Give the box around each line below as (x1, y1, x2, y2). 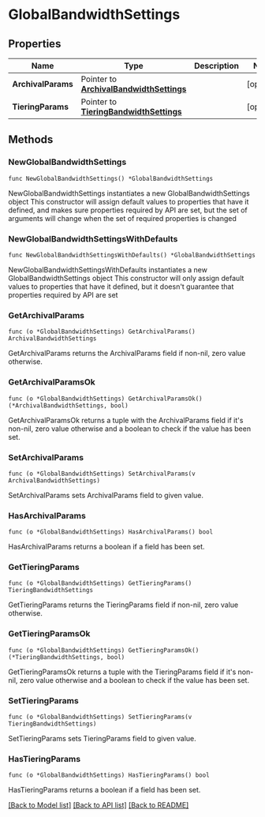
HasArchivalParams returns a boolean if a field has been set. (8, 542, 205, 552)
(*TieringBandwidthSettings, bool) (8, 653, 125, 661)
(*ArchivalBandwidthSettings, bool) (8, 401, 129, 410)
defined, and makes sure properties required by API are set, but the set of (8, 205, 248, 215)
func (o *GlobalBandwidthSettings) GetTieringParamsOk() (8, 646, 200, 654)
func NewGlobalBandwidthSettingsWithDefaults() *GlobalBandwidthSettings (8, 251, 256, 259)
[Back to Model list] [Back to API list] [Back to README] (8, 800, 189, 810)
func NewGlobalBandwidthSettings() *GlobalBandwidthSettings (8, 174, 214, 182)
